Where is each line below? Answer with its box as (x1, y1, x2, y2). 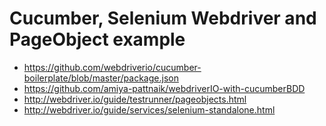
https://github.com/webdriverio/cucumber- (23, 61, 202, 73)
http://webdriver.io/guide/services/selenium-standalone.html (23, 103, 276, 116)
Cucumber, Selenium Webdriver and (9, 7, 317, 30)
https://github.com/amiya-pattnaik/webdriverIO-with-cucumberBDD (23, 82, 306, 94)
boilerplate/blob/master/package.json (23, 72, 179, 84)
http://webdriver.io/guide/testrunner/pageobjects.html (23, 93, 247, 105)
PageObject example (9, 28, 186, 51)
